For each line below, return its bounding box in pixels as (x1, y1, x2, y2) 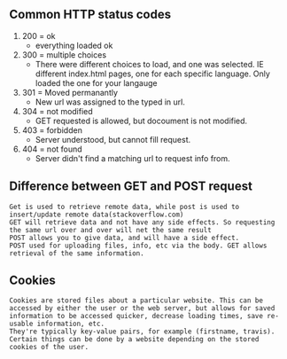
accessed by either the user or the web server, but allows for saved (9, 304, 275, 313)
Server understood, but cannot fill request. (35, 134, 191, 144)
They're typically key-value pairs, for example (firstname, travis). (9, 327, 275, 336)
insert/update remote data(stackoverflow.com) (9, 210, 184, 219)
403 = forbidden (21, 124, 82, 136)
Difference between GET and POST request (9, 179, 252, 194)
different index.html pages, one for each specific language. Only (35, 68, 270, 79)
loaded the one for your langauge (35, 77, 158, 88)
